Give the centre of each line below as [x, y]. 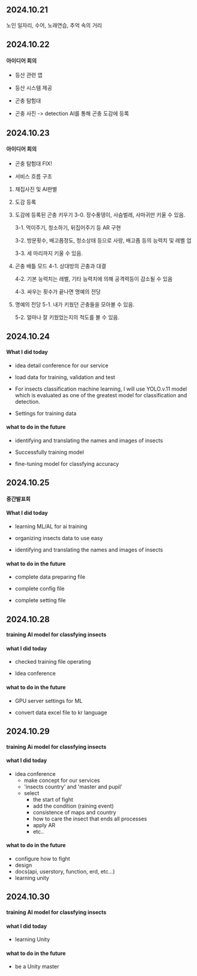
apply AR [44, 825]
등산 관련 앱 [29, 75]
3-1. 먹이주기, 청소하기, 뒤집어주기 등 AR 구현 [68, 228]
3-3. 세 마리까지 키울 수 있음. [49, 253]
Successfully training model [49, 452]
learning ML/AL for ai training [51, 526]
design [23, 865]
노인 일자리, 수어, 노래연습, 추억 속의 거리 [54, 25]
